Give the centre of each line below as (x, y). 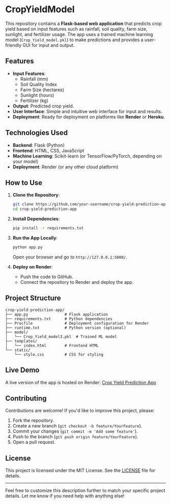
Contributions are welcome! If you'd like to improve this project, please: (80, 411)
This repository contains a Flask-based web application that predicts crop (83, 23)
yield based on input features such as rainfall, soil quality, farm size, (76, 29)
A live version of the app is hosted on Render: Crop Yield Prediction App (81, 382)
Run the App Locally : (35, 238)
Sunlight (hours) (37, 95)
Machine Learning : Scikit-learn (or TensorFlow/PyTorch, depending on (87, 156)
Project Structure (33, 298)
